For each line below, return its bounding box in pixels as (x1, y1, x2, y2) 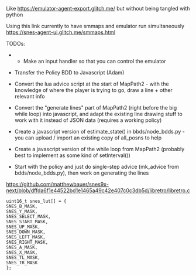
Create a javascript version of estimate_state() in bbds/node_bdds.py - (14, 128, 185, 135)
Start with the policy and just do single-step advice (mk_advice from (14, 163, 180, 170)
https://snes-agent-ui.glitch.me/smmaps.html (6, 29, 116, 36)
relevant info (14, 93, 45, 100)
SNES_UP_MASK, (6, 224, 41, 230)
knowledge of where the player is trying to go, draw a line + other (14, 87, 173, 93)
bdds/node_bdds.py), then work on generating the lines (14, 169, 149, 176)
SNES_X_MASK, (6, 250, 38, 255)
